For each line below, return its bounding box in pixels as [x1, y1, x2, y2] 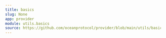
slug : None [5, 12, 28, 17]
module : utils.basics [5, 21, 50, 26]
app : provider [5, 16, 35, 21]
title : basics [5, 7, 35, 12]
